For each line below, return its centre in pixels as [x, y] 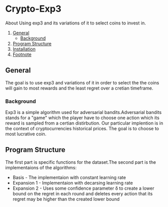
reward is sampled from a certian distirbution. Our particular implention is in [84, 123]
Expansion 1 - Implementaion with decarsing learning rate [73, 183]
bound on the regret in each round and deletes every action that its [83, 193]
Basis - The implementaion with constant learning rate [69, 177]
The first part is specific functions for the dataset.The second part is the [81, 162]
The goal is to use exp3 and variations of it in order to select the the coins [82, 82]
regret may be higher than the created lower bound [66, 199]
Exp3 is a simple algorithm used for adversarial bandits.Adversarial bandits [83, 112]
